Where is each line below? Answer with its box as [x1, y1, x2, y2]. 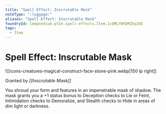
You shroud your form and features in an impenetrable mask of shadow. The [5, 87, 162, 93]
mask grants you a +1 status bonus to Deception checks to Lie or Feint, [5, 92, 151, 98]
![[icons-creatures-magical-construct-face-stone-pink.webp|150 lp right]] [5, 68, 157, 74]
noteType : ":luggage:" [5, 12, 52, 17]
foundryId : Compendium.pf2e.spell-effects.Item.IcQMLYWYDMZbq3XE [5, 21, 143, 26]
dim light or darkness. [5, 103, 50, 109]
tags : [5, 26, 16, 31]
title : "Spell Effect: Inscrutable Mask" [5, 7, 92, 12]
